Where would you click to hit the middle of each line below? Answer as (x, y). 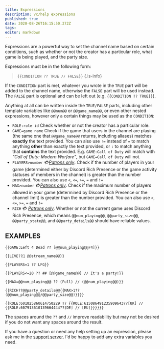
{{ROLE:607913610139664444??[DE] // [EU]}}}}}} (55, 308)
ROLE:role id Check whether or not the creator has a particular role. (81, 125)
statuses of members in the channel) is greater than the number (76, 174)
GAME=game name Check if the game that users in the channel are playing (84, 131)
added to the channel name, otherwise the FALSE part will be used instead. (80, 91)
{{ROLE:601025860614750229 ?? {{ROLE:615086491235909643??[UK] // (74, 303)
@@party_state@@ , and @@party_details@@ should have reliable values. (82, 221)
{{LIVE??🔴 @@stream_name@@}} (35, 256)
